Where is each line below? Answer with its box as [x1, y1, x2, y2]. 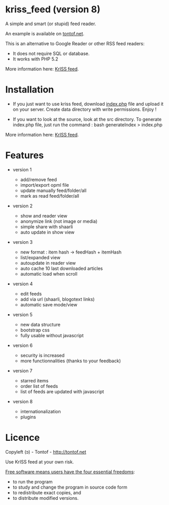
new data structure [20, 321, 60, 327]
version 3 [12, 239, 33, 245]
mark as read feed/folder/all [20, 192, 79, 199]
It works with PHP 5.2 [12, 55, 58, 62]
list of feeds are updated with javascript [20, 389, 104, 395]
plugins [20, 414, 36, 420]
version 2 [12, 203, 33, 209]
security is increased [20, 352, 65, 358]
